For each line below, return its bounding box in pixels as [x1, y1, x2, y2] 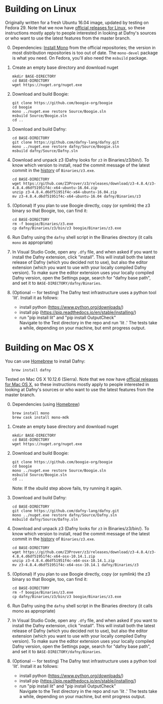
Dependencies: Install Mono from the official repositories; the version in [12, 44, 156, 50]
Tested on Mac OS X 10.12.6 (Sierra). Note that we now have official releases [5, 376, 158, 382]
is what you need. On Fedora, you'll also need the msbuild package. [12, 55, 148, 61]
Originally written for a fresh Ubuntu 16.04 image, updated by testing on [5, 20, 149, 25]
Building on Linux [5, 3, 76, 15]
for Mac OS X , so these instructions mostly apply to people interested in [5, 381, 149, 387]
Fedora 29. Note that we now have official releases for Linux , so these [5, 24, 145, 30]
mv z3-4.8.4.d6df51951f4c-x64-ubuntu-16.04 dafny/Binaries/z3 [12, 194, 141, 199]
